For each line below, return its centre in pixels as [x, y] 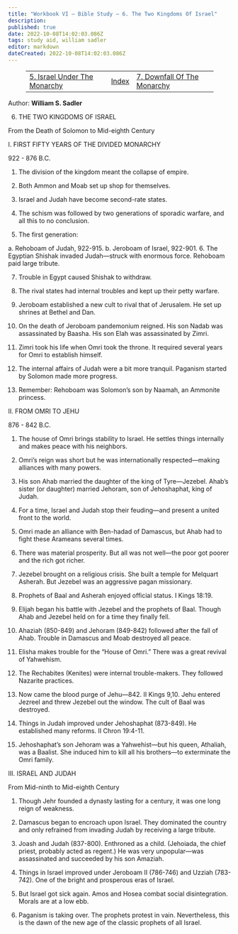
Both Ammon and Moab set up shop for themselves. [94, 185]
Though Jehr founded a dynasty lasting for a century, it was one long [119, 800]
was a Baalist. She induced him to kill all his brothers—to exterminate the [124, 752]
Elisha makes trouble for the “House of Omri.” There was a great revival [123, 651]
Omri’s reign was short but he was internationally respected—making [119, 460]
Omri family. [36, 759]
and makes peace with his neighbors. [73, 446]
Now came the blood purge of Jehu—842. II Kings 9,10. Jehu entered [119, 694]
